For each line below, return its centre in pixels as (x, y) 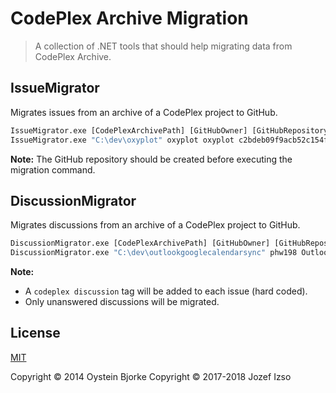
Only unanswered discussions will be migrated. (122, 302)
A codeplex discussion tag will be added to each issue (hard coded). (166, 291)
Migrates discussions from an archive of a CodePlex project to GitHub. (155, 225)
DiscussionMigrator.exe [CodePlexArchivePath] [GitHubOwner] (140, 243)
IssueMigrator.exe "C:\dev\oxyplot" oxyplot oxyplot (122, 140)
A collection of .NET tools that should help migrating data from (163, 46)
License (35, 333)
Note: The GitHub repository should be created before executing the (151, 159)
